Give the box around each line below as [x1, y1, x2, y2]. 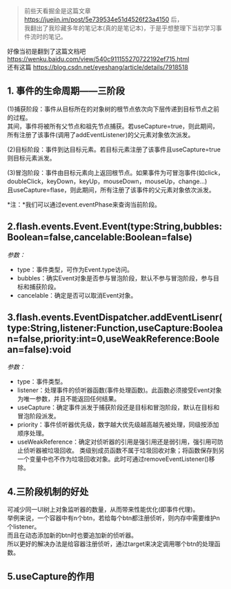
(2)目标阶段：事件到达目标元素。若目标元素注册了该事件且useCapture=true [7, 145, 221, 154]
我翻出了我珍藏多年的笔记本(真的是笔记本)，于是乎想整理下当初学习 [23, 24, 217, 32]
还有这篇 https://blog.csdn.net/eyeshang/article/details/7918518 [7, 63, 188, 71]
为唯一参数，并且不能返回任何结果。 [17, 395, 121, 403]
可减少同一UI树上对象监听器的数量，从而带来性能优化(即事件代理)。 [7, 506, 199, 514]
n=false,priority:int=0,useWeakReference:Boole [7, 333, 220, 345]
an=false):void [7, 344, 72, 355]
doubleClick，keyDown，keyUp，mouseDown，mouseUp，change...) [7, 177, 208, 185]
